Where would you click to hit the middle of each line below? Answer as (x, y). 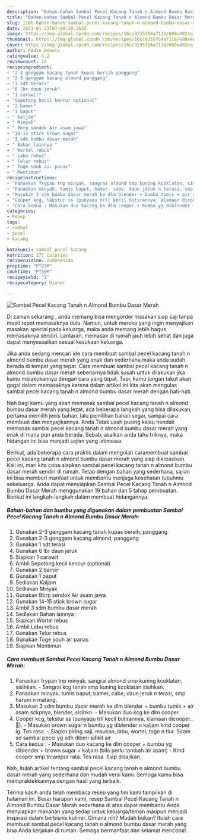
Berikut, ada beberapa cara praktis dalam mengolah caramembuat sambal (97, 452)
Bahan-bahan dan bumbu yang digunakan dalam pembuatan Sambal (95, 511)
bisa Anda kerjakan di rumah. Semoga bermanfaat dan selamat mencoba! (96, 830)
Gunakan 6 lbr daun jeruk (46, 550)
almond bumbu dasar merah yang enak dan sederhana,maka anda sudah (96, 360)
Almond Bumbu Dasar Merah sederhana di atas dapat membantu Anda (93, 805)
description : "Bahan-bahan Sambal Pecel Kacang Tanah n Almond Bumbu (95, 12)
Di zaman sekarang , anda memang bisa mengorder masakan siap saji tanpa (100, 316)
